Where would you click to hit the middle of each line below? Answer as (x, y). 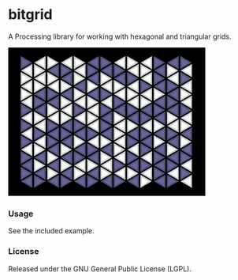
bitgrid (30, 15)
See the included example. (51, 231)
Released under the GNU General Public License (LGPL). (100, 269)
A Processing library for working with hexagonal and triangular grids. (120, 36)
